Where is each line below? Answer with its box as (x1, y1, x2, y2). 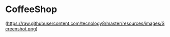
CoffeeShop (5, 4, 58, 15)
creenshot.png (5, 25, 36, 31)
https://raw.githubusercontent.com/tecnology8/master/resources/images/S (7, 20, 165, 26)
